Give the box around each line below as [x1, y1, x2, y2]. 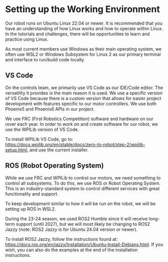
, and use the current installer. [27, 147, 89, 153]
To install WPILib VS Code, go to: [5, 136, 74, 142]
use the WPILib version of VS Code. [5, 126, 79, 132]
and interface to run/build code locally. [5, 56, 85, 62]
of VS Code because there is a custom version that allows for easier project [5, 95, 161, 101]
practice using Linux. [5, 36, 49, 42]
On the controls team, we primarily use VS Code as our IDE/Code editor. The [5, 84, 163, 91]
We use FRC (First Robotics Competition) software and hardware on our [5, 116, 154, 122]
